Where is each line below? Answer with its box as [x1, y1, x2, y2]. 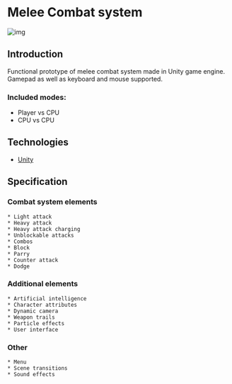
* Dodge [7, 263, 30, 270]
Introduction [7, 48, 64, 60]
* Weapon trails [7, 313, 55, 321]
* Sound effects [7, 371, 55, 378]
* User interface [7, 326, 59, 333]
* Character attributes [7, 301, 78, 308]
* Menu [7, 358, 27, 366]
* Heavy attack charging [7, 225, 81, 232]
